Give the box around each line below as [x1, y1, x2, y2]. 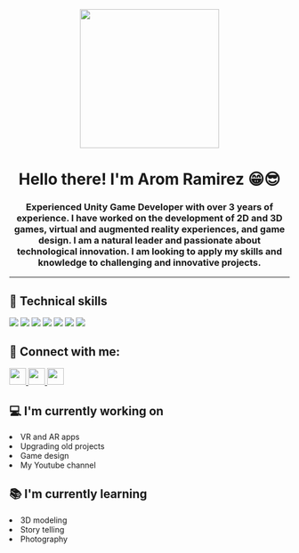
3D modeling [20, 515, 68, 525]
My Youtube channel [20, 460, 96, 470]
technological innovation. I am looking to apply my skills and [16, 245, 283, 258]
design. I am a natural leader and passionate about [38, 235, 261, 247]
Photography [20, 533, 69, 544]
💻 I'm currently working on [9, 404, 165, 419]
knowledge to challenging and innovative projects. [37, 257, 262, 269]
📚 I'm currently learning [9, 486, 148, 501]
